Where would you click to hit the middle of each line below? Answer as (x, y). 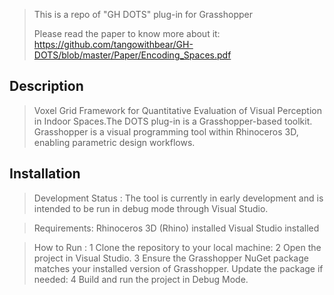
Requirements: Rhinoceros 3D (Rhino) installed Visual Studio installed (176, 228)
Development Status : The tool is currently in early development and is (178, 198)
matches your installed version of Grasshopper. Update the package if (178, 268)
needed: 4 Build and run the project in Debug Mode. (141, 279)
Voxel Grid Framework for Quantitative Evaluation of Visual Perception (177, 110)
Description (46, 86)
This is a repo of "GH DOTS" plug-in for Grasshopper (143, 14)
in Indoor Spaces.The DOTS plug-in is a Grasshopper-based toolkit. (173, 121)
